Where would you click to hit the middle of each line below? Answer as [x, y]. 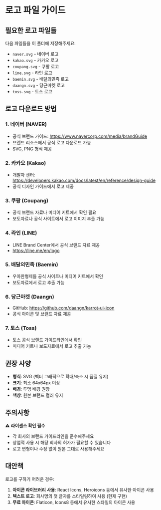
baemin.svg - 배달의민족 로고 [40, 79]
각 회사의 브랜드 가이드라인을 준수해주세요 [53, 436]
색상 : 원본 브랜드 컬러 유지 [38, 395]
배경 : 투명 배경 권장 [31, 389]
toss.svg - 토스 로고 [32, 91]
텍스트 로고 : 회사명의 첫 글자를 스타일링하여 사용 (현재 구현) [70, 496]
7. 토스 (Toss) [21, 328]
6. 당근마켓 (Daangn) [30, 297]
